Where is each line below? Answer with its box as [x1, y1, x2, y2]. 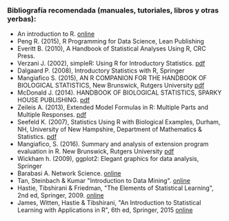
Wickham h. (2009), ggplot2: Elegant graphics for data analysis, [17, 155, 199, 163]
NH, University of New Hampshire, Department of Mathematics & [17, 125, 202, 133]
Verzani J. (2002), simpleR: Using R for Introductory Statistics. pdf [17, 59, 206, 68]
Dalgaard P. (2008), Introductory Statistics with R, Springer [17, 66, 185, 75]
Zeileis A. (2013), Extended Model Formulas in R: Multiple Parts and [17, 103, 209, 112]
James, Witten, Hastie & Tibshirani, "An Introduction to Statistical [17, 199, 201, 207]
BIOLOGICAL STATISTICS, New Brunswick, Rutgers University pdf [17, 81, 205, 90]
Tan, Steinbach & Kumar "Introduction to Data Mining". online [17, 177, 191, 185]
